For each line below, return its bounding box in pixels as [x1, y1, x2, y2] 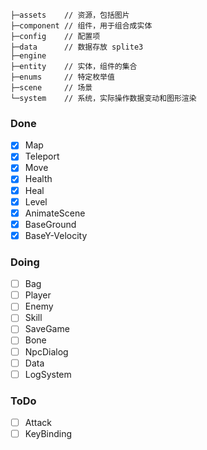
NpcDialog [24, 345, 69, 358]
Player [24, 289, 52, 301]
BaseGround [24, 218, 77, 230]
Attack [24, 417, 52, 429]
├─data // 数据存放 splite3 [10, 42, 144, 52]
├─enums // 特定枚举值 [10, 72, 115, 82]
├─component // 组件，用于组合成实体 [10, 21, 153, 31]
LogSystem [24, 368, 72, 380]
